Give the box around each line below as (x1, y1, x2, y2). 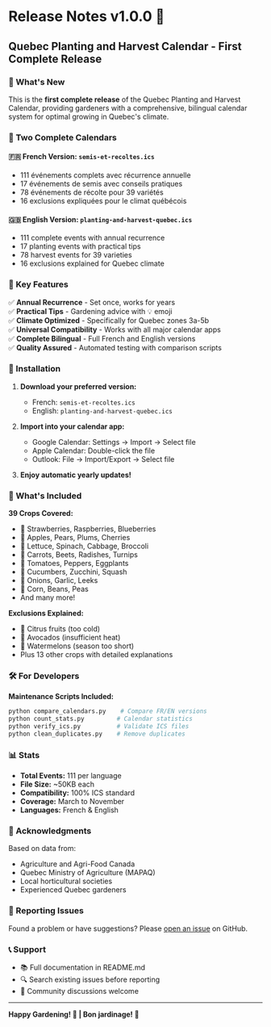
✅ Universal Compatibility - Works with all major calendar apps (8, 325, 222, 334)
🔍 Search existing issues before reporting (19, 975, 161, 984)
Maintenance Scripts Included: (8, 692, 115, 702)
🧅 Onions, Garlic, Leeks (19, 576, 98, 585)
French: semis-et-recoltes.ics (31, 397, 135, 407)
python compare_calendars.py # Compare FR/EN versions (8, 707, 207, 715)
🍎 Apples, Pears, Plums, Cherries (19, 533, 131, 543)
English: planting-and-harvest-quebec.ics (31, 405, 173, 415)
